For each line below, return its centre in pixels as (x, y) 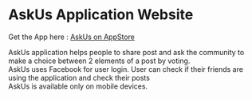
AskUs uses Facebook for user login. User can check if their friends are (126, 69)
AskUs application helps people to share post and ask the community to (126, 52)
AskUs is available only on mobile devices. (78, 86)
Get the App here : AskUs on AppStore (72, 37)
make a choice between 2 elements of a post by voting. (99, 61)
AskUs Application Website (101, 15)
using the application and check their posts (79, 77)
